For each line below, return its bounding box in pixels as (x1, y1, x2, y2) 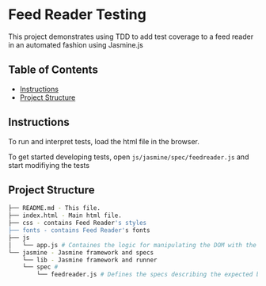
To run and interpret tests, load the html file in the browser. (8, 136, 200, 146)
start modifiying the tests (8, 160, 89, 170)
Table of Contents (8, 63, 99, 77)
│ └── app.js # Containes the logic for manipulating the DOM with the (8, 241, 257, 249)
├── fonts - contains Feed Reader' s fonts (8, 227, 150, 235)
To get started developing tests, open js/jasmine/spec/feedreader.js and (8, 152, 249, 162)
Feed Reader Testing (8, 6, 146, 24)
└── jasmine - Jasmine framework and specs (8, 248, 154, 257)
